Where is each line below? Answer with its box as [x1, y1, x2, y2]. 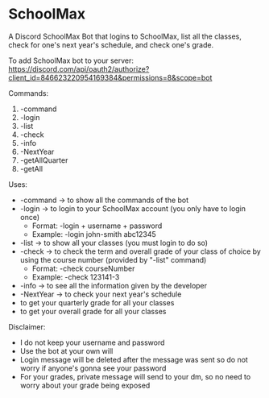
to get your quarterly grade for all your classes [19, 297, 175, 307]
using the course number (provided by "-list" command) [19, 255, 207, 264]
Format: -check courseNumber [31, 263, 135, 273]
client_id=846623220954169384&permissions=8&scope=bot [8, 73, 213, 82]
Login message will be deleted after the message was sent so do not [19, 354, 248, 364]
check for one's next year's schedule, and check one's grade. [8, 39, 214, 49]
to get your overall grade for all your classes [19, 306, 167, 316]
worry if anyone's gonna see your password [19, 363, 167, 373]
